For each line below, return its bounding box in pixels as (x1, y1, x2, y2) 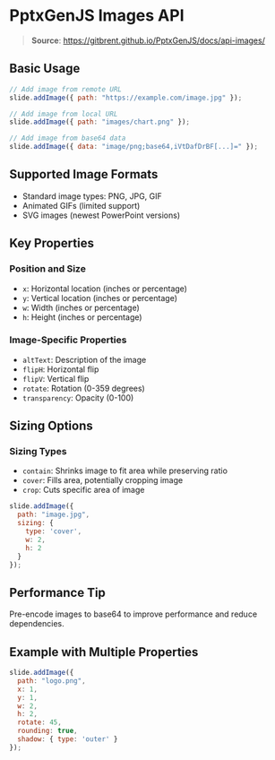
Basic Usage (9, 61, 81, 76)
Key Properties (9, 236, 94, 251)
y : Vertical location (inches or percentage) (21, 292, 177, 303)
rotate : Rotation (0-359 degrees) (21, 383, 145, 393)
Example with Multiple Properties (9, 644, 199, 660)
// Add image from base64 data (9, 134, 126, 143)
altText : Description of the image (21, 354, 147, 365)
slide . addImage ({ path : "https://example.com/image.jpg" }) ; (9, 93, 243, 102)
